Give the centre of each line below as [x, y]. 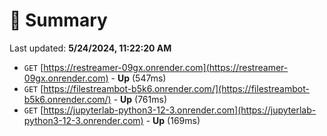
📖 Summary [58, 20]
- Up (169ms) [173, 120]
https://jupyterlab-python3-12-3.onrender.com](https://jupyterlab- [180, 110]
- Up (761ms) [140, 99]
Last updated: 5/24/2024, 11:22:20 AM [90, 48]
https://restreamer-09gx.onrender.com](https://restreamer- [166, 67]
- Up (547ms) [138, 78]
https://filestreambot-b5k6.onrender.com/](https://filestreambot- [176, 88]
